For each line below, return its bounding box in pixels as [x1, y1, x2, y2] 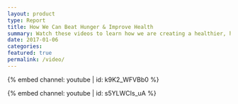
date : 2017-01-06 [7, 37, 59, 44]
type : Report [7, 17, 46, 24]
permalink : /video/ [7, 56, 65, 63]
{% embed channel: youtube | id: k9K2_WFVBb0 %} [7, 75, 159, 84]
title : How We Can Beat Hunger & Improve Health [7, 23, 154, 30]
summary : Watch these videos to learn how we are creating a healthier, [7, 30, 227, 37]
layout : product [7, 10, 55, 18]
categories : [7, 43, 42, 50]
